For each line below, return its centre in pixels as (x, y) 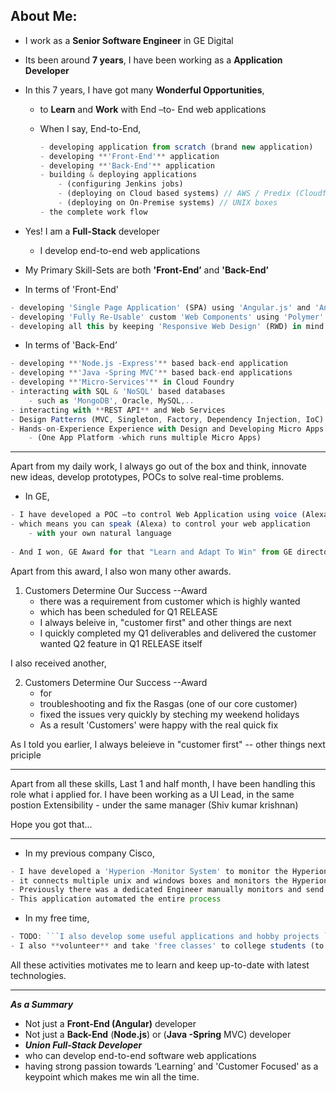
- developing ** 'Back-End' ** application (127, 165)
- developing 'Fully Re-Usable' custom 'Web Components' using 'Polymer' (167, 317)
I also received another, (58, 663)
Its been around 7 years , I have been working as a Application (153, 60)
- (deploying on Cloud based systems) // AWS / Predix (175, 194)
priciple (26, 755)
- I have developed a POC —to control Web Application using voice (154, 515)
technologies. (38, 975)
